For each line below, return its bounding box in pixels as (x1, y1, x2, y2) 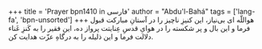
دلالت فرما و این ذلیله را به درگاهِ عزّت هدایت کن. (8, 32, 154, 41)
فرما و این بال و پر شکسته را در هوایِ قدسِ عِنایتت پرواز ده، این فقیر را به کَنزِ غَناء (8, 24, 250, 32)
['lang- (232, 7, 256, 16)
